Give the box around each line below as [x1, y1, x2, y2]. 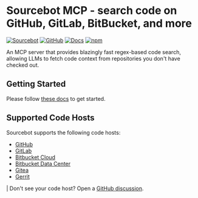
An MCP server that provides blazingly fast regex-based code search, [6, 48, 181, 55]
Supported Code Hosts [6, 113, 95, 123]
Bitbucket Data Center [15, 160, 71, 167]
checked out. [6, 61, 39, 69]
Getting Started [6, 79, 66, 89]
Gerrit [15, 172, 30, 180]
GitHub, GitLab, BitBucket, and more [6, 16, 193, 30]
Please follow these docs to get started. [6, 95, 106, 102]
